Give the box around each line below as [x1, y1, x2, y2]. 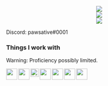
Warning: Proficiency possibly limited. [6, 57, 98, 64]
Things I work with [6, 43, 61, 52]
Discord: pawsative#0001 [6, 28, 68, 36]
